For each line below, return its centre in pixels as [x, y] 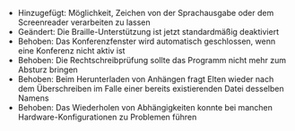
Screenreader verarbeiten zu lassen [84, 22]
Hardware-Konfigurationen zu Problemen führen [107, 117]
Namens [33, 98]
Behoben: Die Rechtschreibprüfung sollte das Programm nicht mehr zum [152, 60]
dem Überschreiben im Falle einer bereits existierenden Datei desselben [151, 89]
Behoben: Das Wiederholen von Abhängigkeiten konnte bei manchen [145, 107]
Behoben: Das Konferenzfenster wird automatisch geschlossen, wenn [147, 41]
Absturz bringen [48, 70]
